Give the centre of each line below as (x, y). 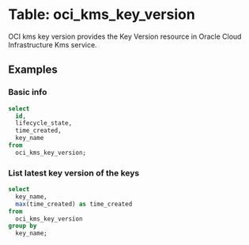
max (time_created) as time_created (74, 204)
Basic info (28, 92)
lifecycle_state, (44, 123)
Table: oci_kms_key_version (102, 15)
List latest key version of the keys (74, 173)
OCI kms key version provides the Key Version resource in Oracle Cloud (125, 36)
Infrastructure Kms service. (53, 44)
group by (23, 226)
